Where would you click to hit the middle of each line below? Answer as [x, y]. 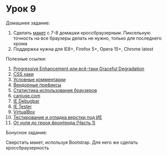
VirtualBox [24, 112]
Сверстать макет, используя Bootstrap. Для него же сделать [72, 142]
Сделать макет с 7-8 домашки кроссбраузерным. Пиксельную [82, 33]
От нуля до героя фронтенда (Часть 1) [54, 122]
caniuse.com [26, 96]
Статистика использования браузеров [55, 90]
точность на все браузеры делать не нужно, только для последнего [87, 38]
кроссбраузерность [27, 147]
